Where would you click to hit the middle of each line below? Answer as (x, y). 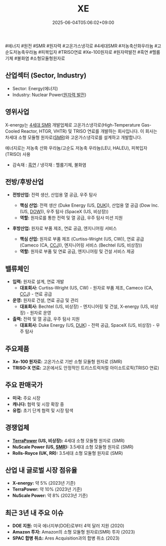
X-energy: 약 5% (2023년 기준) (44, 483)
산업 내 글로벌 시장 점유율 (41, 471)
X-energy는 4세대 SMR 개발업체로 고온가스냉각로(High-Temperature (73, 125)
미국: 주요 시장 (26, 398)
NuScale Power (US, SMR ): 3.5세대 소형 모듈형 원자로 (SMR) (73, 447)
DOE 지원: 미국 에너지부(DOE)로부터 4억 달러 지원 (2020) (68, 526)
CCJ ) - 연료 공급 (36, 294)
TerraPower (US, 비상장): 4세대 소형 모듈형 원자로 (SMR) (68, 440)
